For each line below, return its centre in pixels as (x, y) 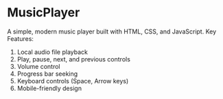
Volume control (38, 66)
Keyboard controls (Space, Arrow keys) (73, 81)
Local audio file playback (52, 52)
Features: (21, 38)
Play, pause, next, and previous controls (73, 59)
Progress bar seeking (47, 74)
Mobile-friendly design (49, 88)
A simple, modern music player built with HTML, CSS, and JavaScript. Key (112, 31)
